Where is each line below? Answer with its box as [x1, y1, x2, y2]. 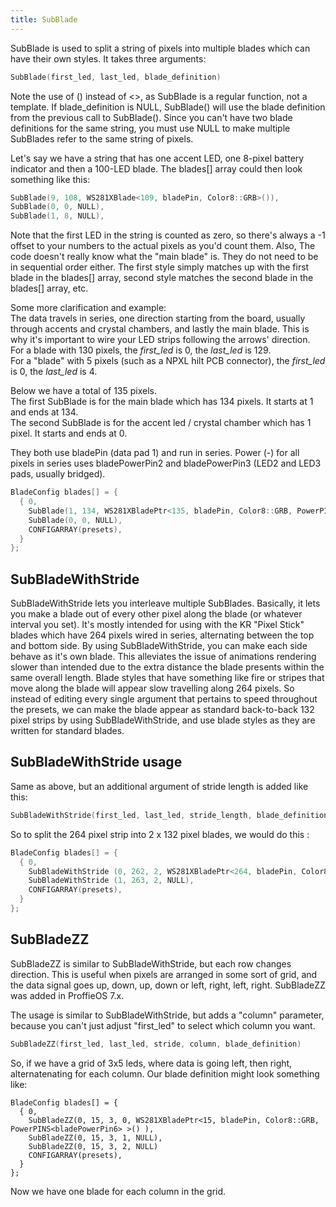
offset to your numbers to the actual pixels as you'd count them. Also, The [10, 240, 316, 252]
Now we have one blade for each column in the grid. [10, 1185, 227, 1197]
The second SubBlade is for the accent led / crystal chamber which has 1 [10, 417, 312, 429]
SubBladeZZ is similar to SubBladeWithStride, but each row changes [10, 957, 292, 970]
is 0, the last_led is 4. [10, 366, 98, 378]
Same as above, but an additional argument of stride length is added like [10, 780, 309, 792]
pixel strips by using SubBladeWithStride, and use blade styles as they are [10, 714, 316, 726]
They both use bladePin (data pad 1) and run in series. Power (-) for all [10, 447, 300, 459]
